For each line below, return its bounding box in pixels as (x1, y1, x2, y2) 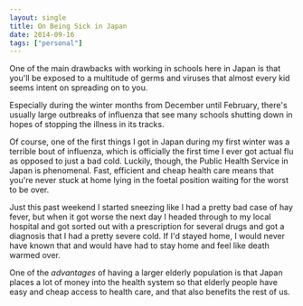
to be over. (9, 184, 50, 195)
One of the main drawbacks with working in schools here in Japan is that (9, 63, 281, 74)
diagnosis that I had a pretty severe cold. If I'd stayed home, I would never (9, 231, 285, 242)
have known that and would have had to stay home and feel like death (9, 240, 270, 251)
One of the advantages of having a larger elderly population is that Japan (9, 267, 283, 278)
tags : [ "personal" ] (9, 38, 83, 48)
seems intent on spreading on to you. (9, 82, 148, 93)
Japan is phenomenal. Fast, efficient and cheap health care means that (9, 165, 274, 176)
